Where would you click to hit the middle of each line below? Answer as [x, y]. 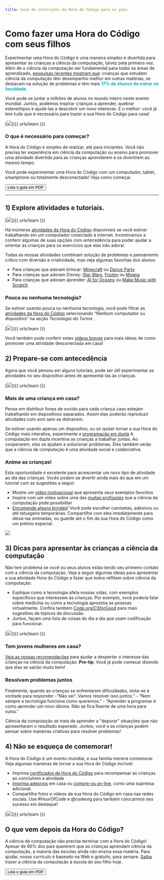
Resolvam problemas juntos [39, 680]
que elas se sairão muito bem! [35, 667]
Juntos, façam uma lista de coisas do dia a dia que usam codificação [82, 618]
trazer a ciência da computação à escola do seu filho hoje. [64, 862]
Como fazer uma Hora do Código [72, 33]
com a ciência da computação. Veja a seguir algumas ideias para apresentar [82, 573]
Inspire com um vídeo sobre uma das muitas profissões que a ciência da [85, 498]
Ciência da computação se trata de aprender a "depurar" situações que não [81, 721]
